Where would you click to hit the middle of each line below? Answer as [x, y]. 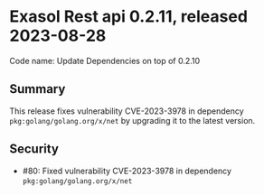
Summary [38, 89]
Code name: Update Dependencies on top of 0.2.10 [105, 60]
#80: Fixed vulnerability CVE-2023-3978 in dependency [127, 171]
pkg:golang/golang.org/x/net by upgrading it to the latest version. [132, 120]
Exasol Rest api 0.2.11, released [129, 17]
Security [34, 149]
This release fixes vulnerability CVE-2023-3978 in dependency [127, 111]
